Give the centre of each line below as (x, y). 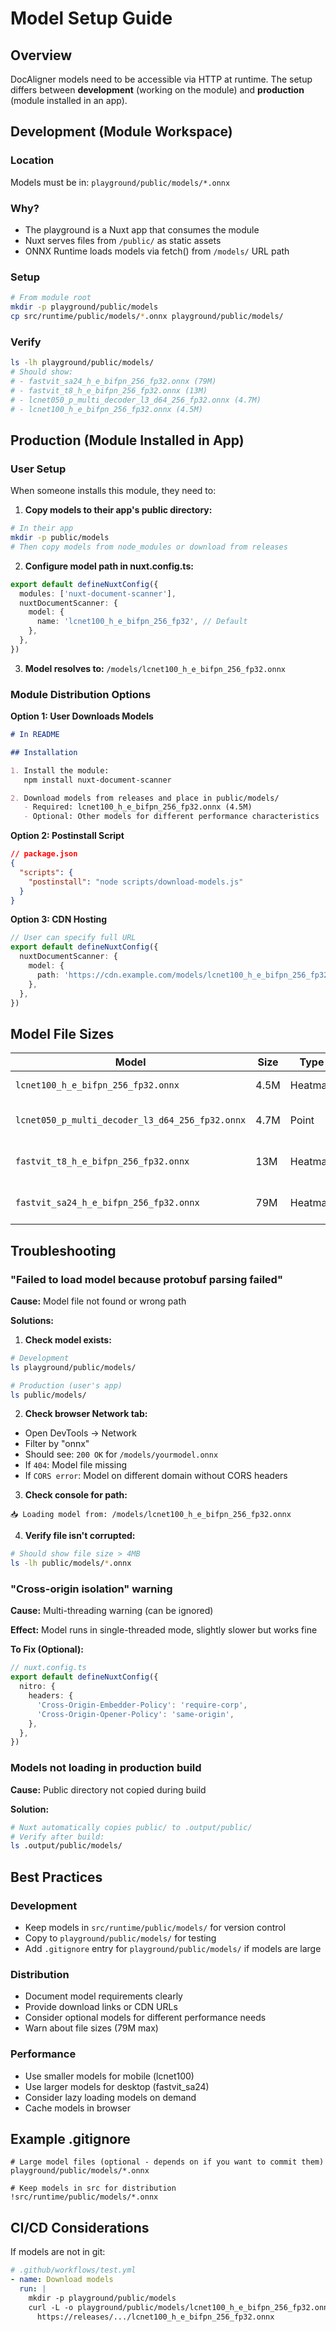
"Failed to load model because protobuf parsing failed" (146, 1279)
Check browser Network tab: (86, 1414)
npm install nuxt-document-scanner (97, 780)
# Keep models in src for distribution (93, 2188)
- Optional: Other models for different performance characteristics (171, 817)
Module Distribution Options (81, 694)
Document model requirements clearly (103, 1996)
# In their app (42, 528)
